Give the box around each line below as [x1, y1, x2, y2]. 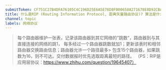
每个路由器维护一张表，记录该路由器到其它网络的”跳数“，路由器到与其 [17, 35, 160, 41]
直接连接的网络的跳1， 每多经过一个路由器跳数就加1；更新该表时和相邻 [17, 41, 161, 47]
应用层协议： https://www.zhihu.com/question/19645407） [17, 59, 137, 65]
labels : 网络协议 [5, 21, 38, 26]
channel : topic [5, 16, 37, 21]
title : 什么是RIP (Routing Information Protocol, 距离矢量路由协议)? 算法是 [5, 12, 157, 17]
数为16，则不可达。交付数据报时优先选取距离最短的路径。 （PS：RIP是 [17, 53, 161, 59]
